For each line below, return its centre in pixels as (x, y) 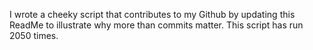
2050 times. (34, 35)
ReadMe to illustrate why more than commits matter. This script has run (156, 25)
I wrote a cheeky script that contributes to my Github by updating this (152, 14)
